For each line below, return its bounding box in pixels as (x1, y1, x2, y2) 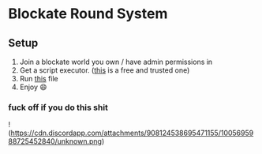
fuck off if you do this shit (8, 102, 109, 113)
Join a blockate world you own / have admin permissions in (19, 57, 213, 66)
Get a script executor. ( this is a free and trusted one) (19, 66, 190, 75)
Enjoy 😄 (19, 82, 47, 92)
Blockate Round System (8, 5, 168, 23)
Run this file (19, 74, 58, 83)
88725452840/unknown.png (8, 137, 103, 146)
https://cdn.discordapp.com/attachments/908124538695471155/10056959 (10, 128, 254, 138)
